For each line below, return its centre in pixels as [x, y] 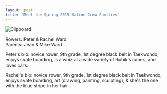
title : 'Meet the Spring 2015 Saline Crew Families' [63, 15]
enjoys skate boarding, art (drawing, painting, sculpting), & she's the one [82, 80]
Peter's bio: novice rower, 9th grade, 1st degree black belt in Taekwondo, [82, 54]
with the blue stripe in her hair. [37, 86]
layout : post [19, 10]
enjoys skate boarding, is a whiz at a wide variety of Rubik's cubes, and [80, 59]
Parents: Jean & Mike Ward [34, 44]
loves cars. [17, 65]
